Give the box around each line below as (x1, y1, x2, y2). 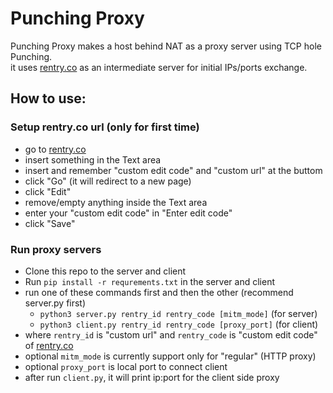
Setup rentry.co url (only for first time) (10, 120, 200, 134)
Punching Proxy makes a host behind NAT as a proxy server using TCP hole (10, 40, 322, 52)
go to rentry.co (24, 143, 87, 155)
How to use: (10, 90, 87, 107)
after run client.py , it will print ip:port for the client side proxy (24, 371, 280, 383)
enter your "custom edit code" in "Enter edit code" (24, 207, 233, 219)
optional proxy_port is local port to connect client (24, 360, 228, 372)
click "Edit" (24, 185, 72, 197)
